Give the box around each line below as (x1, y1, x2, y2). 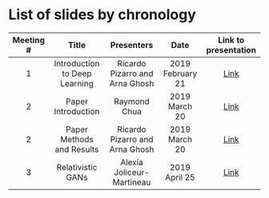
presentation (206, 44, 256, 55)
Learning (59, 77, 94, 89)
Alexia (119, 156, 144, 168)
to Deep (62, 68, 92, 79)
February (163, 68, 198, 79)
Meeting (12, 34, 46, 46)
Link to (217, 34, 245, 46)
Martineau (112, 176, 151, 188)
